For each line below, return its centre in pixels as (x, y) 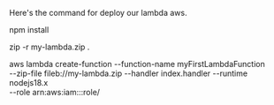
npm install (29, 30)
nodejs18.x (29, 82)
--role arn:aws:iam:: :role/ (54, 92)
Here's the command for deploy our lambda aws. (98, 13)
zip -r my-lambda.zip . (49, 47)
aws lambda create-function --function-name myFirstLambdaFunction (137, 64)
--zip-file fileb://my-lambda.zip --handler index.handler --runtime (129, 73)
